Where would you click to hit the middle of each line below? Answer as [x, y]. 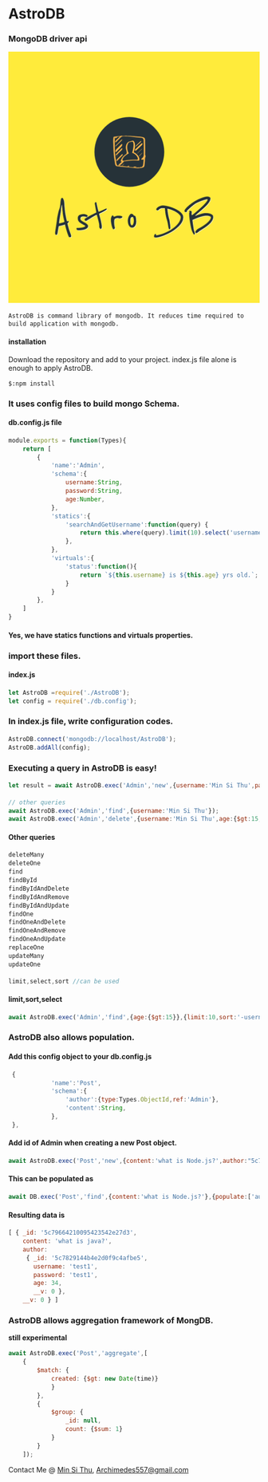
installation [27, 342]
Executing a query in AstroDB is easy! [83, 768]
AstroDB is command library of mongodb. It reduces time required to [126, 316]
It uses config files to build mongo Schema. [94, 404]
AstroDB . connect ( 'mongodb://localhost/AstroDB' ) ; [93, 739]
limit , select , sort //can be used [64, 981]
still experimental [38, 1338]
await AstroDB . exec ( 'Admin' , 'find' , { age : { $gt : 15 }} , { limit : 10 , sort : [123, 1017]
